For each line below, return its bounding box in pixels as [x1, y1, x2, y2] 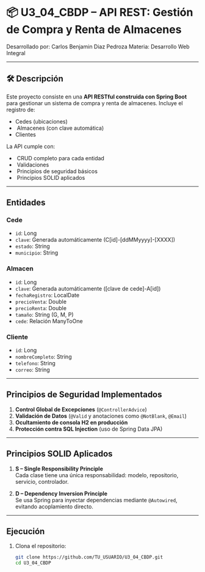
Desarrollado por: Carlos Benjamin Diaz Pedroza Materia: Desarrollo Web [6, 43, 190, 50]
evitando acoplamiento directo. [15, 503, 93, 510]
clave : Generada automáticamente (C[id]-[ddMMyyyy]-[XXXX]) [15, 236, 176, 243]
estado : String [15, 243, 50, 250]
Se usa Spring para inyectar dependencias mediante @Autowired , [15, 496, 178, 503]
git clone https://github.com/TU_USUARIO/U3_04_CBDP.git [15, 554, 164, 560]
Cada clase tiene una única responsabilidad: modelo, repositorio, [15, 471, 179, 478]
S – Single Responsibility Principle [15, 465, 104, 472]
